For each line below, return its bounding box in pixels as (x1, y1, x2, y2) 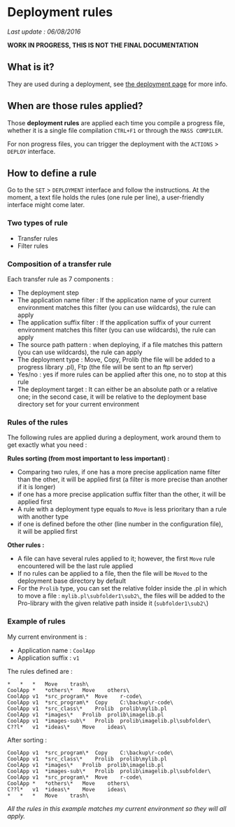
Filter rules (17, 241, 49, 250)
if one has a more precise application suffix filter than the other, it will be (17, 490, 226, 499)
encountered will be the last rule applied (17, 562, 134, 570)
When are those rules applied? (7, 100, 143, 112)
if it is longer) (17, 483, 56, 491)
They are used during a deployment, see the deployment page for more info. (7, 80, 228, 88)
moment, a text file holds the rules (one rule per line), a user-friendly (7, 193, 204, 202)
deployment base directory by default (17, 577, 127, 585)
